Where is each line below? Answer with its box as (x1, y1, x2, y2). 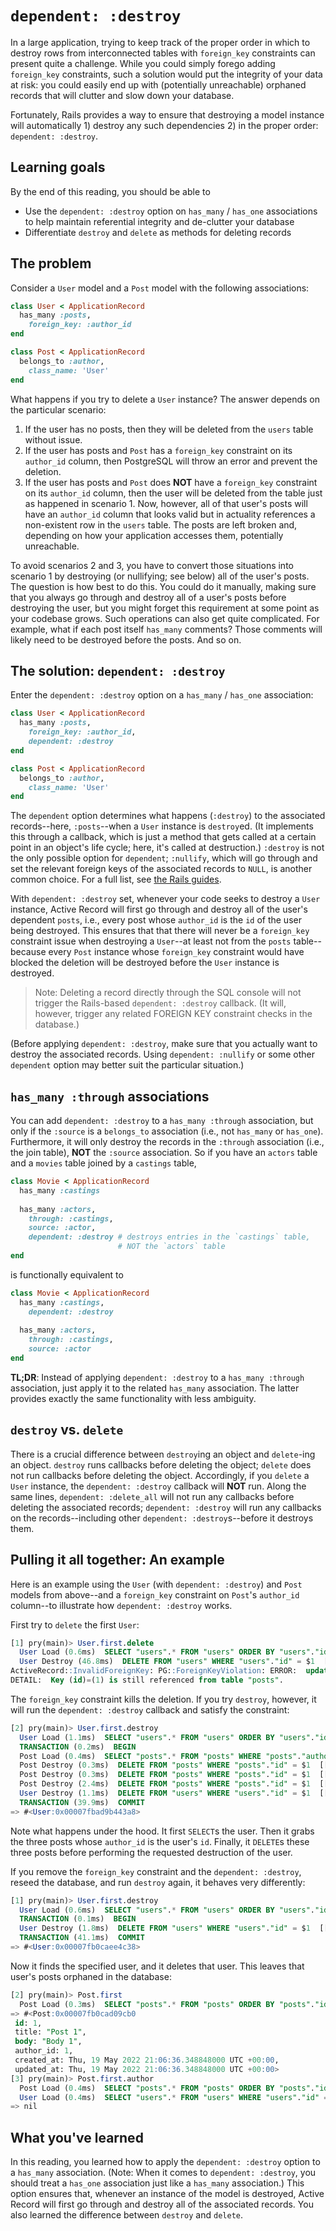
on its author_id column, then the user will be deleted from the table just (24, 487, 323, 499)
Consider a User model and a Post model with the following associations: (10, 282, 310, 294)
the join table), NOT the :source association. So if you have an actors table (10, 1147, 318, 1159)
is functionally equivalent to (10, 1268, 124, 1281)
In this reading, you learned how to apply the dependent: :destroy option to (10, 2156, 321, 2168)
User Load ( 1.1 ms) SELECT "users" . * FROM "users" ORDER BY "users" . (19, 1732, 316, 1742)
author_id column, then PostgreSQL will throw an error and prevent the (24, 455, 318, 467)
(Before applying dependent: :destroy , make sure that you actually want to (10, 1038, 318, 1050)
